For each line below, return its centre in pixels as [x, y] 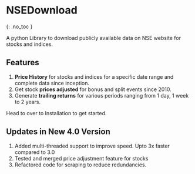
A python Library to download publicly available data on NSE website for [93, 38]
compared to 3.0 [35, 152]
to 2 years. [28, 102]
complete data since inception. [52, 83]
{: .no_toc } [19, 26]
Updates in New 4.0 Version [58, 132]
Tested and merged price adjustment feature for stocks [81, 158]
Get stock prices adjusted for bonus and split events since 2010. [93, 89]
